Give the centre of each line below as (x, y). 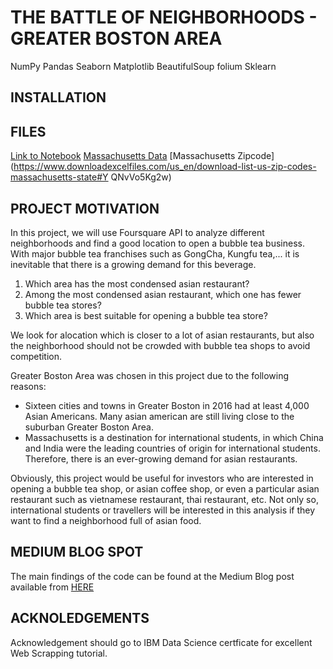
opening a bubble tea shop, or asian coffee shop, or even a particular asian (165, 488)
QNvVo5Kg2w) (141, 177)
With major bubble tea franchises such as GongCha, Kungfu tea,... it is (155, 253)
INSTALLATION (58, 97)
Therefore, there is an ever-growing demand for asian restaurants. (161, 458)
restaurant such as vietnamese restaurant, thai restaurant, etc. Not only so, (164, 499)
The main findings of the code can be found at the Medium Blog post (152, 576)
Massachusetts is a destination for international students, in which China (174, 437)
